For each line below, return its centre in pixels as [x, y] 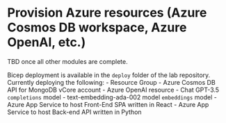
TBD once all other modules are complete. [68, 61]
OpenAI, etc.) [47, 42]
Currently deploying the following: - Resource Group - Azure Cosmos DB [111, 82]
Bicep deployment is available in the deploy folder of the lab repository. [109, 75]
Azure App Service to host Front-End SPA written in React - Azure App [108, 104]
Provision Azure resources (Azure [107, 13]
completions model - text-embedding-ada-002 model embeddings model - [112, 97]
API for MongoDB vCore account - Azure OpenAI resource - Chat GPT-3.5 [113, 90]
